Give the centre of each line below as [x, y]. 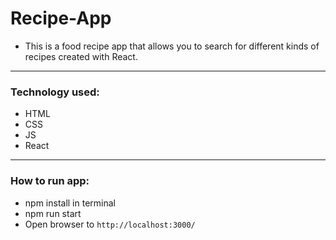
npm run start [53, 213]
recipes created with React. [81, 56]
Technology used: [55, 92]
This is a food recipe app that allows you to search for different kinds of [172, 46]
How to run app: [50, 181]
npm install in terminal [70, 203]
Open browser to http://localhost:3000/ [110, 224]
